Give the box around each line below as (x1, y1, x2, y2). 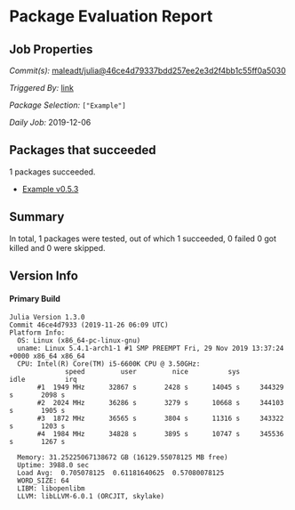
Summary (9, 209, 65, 224)
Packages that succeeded (9, 142, 156, 158)
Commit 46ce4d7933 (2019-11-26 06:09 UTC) (9, 320, 169, 330)
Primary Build (9, 293, 60, 304)
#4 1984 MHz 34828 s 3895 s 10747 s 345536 (36, 430, 284, 439)
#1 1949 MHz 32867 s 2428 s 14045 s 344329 (36, 383, 284, 393)
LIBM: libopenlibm (17, 484, 86, 493)
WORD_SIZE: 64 (17, 476, 69, 486)
